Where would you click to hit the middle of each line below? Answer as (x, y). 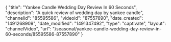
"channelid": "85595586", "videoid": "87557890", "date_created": (74, 18)
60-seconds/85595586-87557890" (43, 34)
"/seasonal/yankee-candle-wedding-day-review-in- (107, 29)
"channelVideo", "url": (29, 29)
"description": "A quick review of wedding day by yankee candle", (75, 13)
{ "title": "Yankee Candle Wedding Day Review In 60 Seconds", (71, 7)
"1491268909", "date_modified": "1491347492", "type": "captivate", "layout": (86, 23)
